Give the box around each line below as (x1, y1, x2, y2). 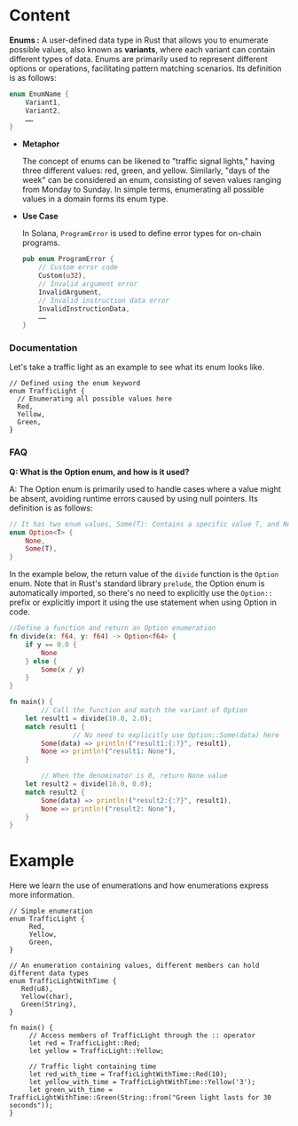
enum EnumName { (9, 90, 69, 99)
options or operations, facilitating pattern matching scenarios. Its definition (9, 63, 282, 74)
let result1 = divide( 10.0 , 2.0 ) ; (25, 714, 153, 723)
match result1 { (25, 722, 86, 731)
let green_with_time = (28, 1085, 114, 1095)
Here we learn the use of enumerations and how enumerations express (9, 880, 269, 891)
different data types (9, 969, 90, 978)
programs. (21, 237, 60, 249)
